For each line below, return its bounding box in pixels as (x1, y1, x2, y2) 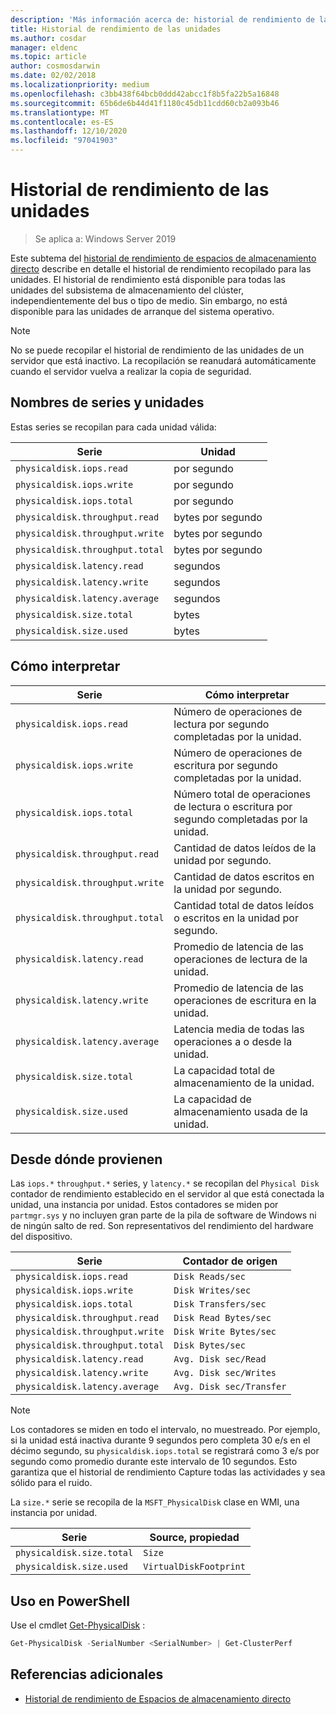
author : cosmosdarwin (10, 61, 101, 71)
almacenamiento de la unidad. (173, 1076, 315, 1090)
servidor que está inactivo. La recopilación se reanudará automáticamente (10, 354, 317, 366)
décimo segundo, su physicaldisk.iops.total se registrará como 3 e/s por (10, 1445, 320, 1457)
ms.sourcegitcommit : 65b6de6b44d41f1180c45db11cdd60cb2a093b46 (10, 98, 280, 108)
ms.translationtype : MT (10, 107, 110, 118)
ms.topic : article (10, 52, 87, 62)
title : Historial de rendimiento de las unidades (10, 24, 222, 34)
